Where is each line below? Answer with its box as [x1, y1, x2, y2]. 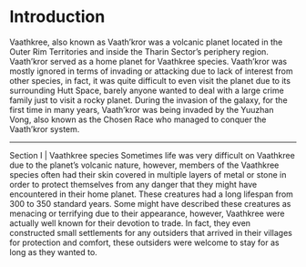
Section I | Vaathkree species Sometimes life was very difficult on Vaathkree [9, 149, 296, 160]
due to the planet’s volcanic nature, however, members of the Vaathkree [9, 159, 280, 170]
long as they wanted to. [9, 246, 97, 257]
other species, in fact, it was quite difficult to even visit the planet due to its [9, 75, 291, 86]
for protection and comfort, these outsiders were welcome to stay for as [9, 237, 280, 248]
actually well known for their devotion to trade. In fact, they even [9, 217, 251, 229]
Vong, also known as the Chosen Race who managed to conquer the [9, 114, 267, 125]
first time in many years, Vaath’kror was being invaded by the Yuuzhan [9, 104, 274, 115]
